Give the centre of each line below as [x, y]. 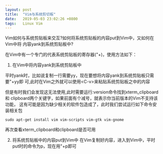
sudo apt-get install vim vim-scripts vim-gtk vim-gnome [65, 120]
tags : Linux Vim [24, 23]
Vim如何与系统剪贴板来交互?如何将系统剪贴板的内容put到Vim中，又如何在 [80, 38]
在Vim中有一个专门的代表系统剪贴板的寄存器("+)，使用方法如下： [71, 55]
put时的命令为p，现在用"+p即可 [44, 146]
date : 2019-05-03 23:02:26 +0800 [41, 19]
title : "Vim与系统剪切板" [30, 14]
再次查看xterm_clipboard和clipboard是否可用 [50, 130]
